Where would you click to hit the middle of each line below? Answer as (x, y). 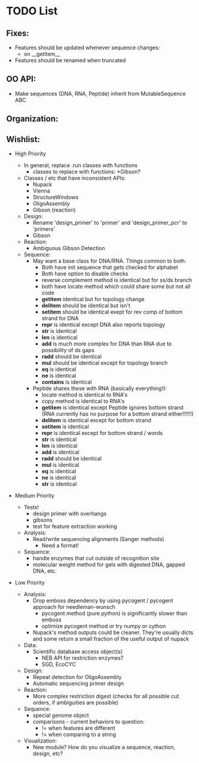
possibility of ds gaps (68, 350)
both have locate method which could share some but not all (116, 287)
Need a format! (60, 546)
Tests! (31, 507)
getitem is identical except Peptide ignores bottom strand (113, 408)
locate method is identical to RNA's (85, 395)
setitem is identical (65, 426)
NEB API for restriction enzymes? (82, 658)
